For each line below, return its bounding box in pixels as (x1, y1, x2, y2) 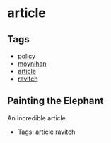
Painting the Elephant (7, 95, 104, 107)
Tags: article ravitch (17, 127, 76, 136)
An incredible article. (7, 113, 68, 122)
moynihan (17, 59, 47, 68)
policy (17, 52, 36, 60)
